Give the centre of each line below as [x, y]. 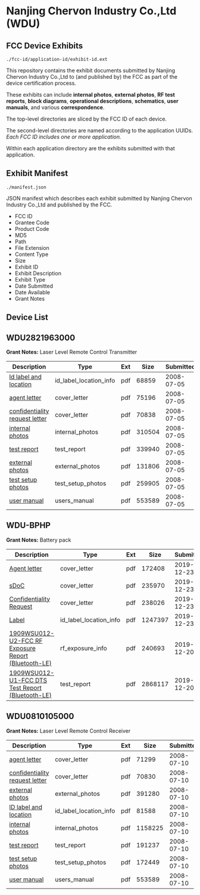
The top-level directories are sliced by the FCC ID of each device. [87, 119]
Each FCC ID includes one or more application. [64, 137]
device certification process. [41, 83]
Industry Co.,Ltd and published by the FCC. [59, 205]
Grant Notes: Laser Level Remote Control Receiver [68, 731]
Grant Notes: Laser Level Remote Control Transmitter [72, 352]
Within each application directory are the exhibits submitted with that [91, 148]
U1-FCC [21, 680]
